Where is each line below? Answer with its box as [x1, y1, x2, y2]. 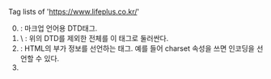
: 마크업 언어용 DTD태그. [19, 23, 98, 33]
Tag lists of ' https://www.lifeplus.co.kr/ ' [8, 7, 140, 16]
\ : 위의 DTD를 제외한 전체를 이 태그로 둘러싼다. [19, 34, 169, 43]
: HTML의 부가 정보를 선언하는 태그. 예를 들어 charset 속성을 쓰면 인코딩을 [19, 44, 255, 53]
